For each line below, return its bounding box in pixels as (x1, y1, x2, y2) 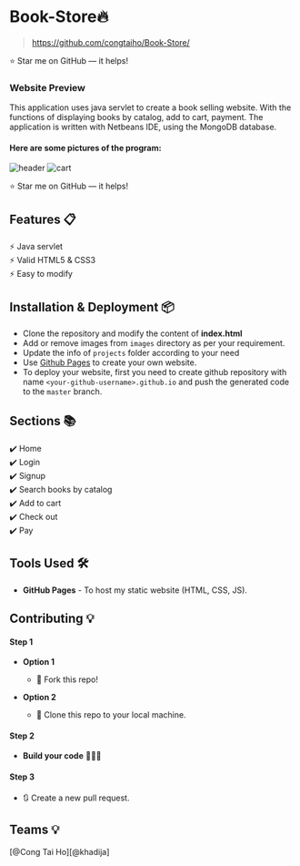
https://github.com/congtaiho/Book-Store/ (31, 36, 191, 47)
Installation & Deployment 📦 (9, 299, 175, 315)
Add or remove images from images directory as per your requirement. (22, 338, 285, 349)
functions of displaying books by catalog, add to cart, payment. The (9, 112, 264, 123)
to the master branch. (22, 386, 103, 397)
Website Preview (9, 81, 86, 94)
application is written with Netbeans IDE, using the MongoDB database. (9, 121, 277, 133)
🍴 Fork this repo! (35, 674, 98, 685)
